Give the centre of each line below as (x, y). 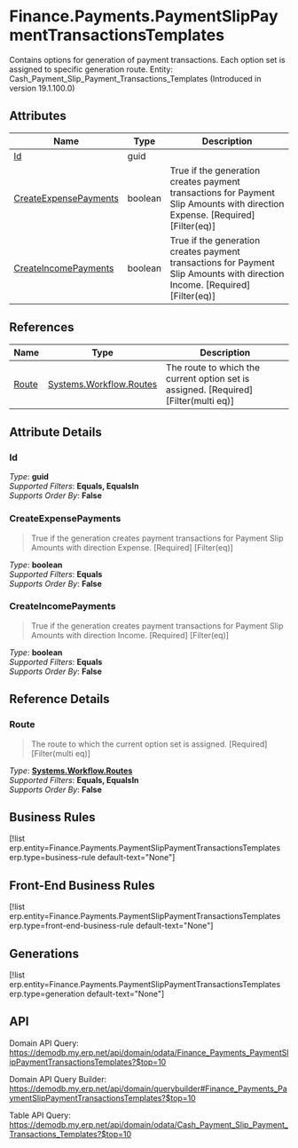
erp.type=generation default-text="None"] (87, 994)
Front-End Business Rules (82, 885)
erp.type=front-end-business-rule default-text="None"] (111, 926)
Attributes (38, 116)
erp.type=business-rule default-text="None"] (92, 858)
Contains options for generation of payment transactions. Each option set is (147, 59)
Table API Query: (40, 1115)
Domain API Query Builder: (58, 1079)
